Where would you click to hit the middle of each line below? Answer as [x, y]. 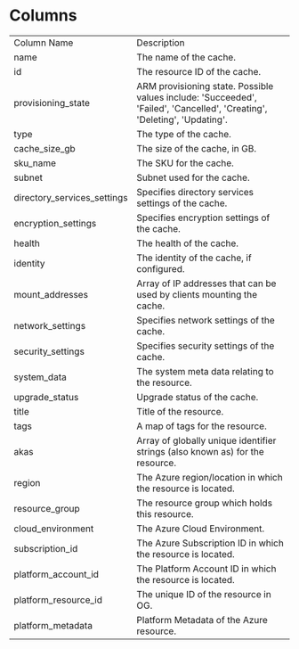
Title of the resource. [180, 411]
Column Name [44, 43]
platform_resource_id [58, 600]
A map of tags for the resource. [202, 426]
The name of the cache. [186, 57]
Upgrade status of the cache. [198, 397]
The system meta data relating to [205, 371]
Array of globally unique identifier [206, 440]
